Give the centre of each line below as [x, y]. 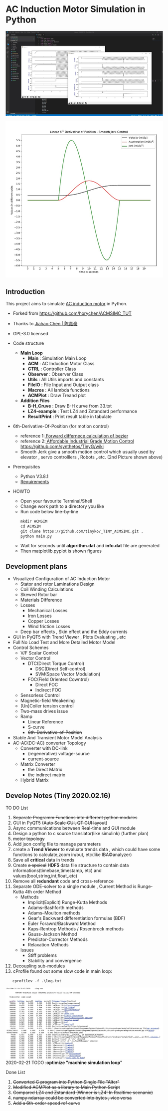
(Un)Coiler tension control [47, 706]
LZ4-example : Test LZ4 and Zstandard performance [83, 411]
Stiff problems [42, 955]
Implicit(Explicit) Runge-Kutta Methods [68, 902]
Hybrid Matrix [34, 780]
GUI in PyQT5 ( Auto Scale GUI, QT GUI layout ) [60, 823]
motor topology [29, 839]
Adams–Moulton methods [54, 913]
